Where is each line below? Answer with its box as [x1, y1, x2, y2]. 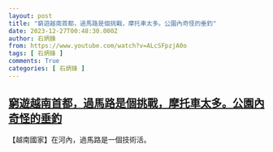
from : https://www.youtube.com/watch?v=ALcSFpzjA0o [8, 42, 187, 50]
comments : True [8, 57, 60, 65]
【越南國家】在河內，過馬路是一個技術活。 [8, 134, 151, 144]
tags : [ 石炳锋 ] [8, 49, 63, 57]
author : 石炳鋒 [8, 34, 56, 43]
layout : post [8, 11, 53, 20]
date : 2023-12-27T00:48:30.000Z [8, 27, 118, 35]
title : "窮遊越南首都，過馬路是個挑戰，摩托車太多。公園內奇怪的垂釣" [8, 19, 217, 27]
